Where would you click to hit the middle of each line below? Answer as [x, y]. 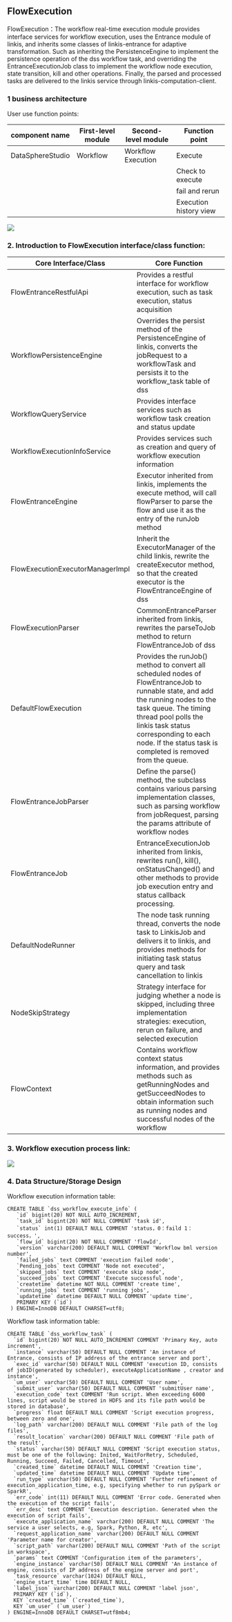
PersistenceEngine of [171, 338]
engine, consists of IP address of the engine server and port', [103, 1570]
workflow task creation [174, 419]
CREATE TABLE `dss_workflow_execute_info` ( [72, 1209]
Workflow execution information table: [61, 1196]
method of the [159, 329]
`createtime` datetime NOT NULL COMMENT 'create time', [98, 1284]
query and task [161, 967]
